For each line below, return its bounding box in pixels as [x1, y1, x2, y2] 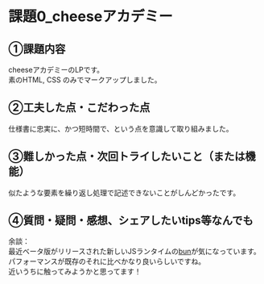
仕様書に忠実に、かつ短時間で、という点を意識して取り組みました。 [8, 123, 233, 133]
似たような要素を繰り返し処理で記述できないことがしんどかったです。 [8, 187, 241, 198]
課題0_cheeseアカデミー [8, 7, 173, 26]
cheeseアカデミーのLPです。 [8, 65, 105, 74]
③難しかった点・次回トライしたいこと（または [8, 150, 245, 164]
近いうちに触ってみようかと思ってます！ [8, 267, 142, 277]
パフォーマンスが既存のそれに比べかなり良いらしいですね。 [8, 257, 206, 266]
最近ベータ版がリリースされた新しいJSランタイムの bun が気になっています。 [8, 247, 262, 257]
